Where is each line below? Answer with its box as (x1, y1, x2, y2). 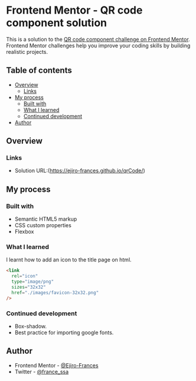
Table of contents (6, 66, 72, 76)
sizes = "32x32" (11, 285, 46, 290)
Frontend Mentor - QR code (6, 4, 143, 17)
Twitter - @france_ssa (14, 368, 69, 375)
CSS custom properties (14, 222, 72, 229)
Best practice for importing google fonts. (14, 329, 114, 336)
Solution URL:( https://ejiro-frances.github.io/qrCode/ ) (14, 167, 146, 175)
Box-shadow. (14, 322, 47, 330)
